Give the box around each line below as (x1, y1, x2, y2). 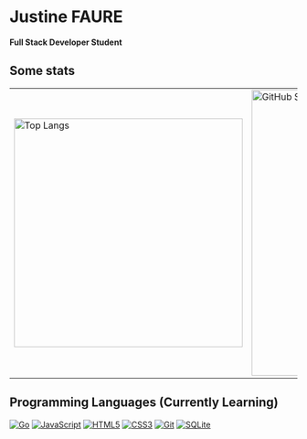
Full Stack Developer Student (9, 37, 122, 48)
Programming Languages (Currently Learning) (9, 395, 279, 411)
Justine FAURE (9, 6, 123, 27)
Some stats (9, 63, 76, 79)
